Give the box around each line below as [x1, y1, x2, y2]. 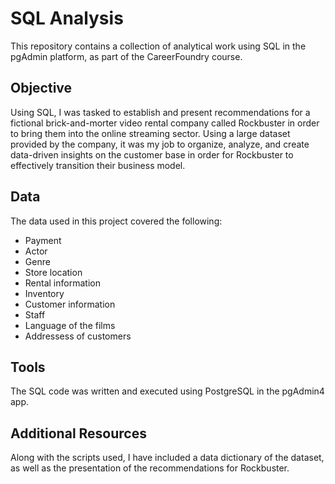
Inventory [24, 287, 65, 299]
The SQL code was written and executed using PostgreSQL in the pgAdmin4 [10, 385, 325, 397]
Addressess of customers [24, 330, 132, 342]
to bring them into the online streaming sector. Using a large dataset [10, 127, 291, 139]
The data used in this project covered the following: [10, 215, 223, 227]
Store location [24, 266, 83, 278]
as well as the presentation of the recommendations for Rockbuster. [10, 462, 290, 474]
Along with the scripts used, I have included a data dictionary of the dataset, [10, 452, 325, 464]
